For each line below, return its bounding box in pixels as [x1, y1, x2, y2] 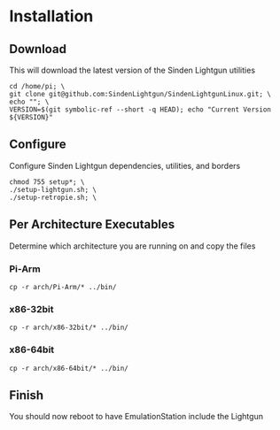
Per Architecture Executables [9, 217, 175, 232]
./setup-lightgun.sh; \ [9, 185, 97, 194]
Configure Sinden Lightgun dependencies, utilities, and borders [9, 160, 241, 171]
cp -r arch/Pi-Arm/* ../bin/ [9, 282, 117, 291]
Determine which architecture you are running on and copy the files [9, 241, 256, 251]
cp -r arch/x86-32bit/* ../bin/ [9, 323, 128, 333]
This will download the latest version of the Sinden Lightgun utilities [9, 65, 255, 75]
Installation [9, 6, 94, 27]
